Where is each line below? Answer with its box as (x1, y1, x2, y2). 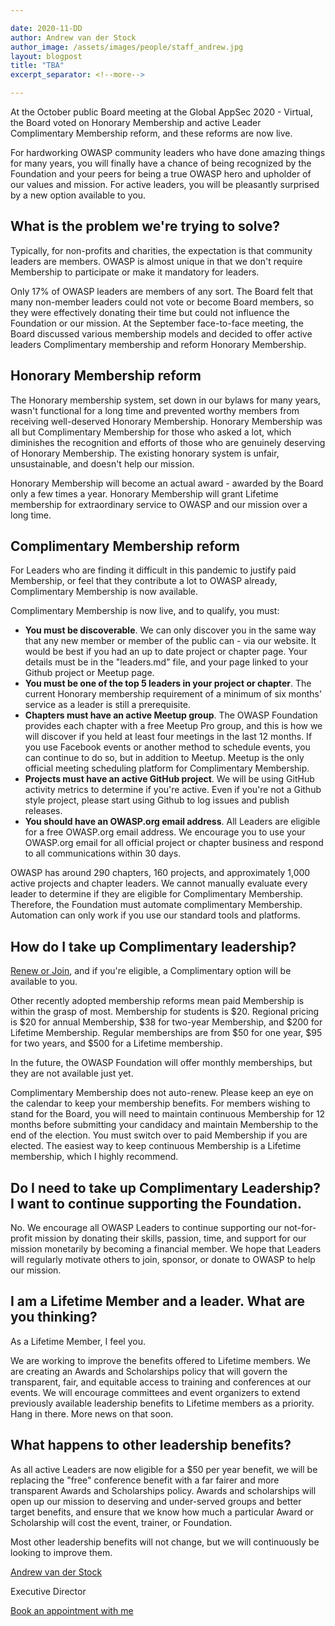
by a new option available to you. (10, 189, 147, 201)
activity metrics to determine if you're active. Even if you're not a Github (24, 784, 322, 796)
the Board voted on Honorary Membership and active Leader (10, 117, 262, 128)
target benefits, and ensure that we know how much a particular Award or (10, 1506, 314, 1518)
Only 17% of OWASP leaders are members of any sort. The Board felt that (10, 285, 314, 297)
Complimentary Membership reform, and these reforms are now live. (10, 127, 293, 139)
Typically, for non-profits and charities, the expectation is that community (10, 244, 313, 256)
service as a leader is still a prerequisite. (24, 699, 191, 711)
